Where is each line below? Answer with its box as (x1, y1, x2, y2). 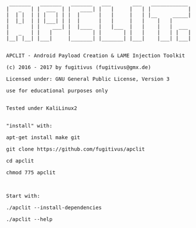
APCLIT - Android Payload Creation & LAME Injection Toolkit (6, 53, 185, 58)
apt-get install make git (6, 134, 81, 140)
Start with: (6, 193, 40, 199)
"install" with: (6, 123, 53, 129)
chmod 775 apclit (6, 170, 56, 175)
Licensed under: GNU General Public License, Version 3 (6, 76, 170, 82)
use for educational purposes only (6, 88, 108, 94)
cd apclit (6, 158, 34, 164)
